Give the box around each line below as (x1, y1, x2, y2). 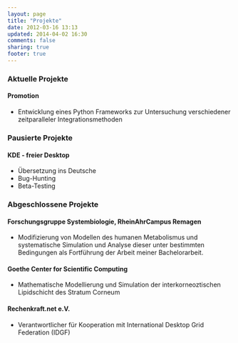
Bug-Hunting (17, 174, 56, 183)
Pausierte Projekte (7, 133, 73, 143)
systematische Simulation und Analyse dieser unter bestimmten (17, 241, 205, 249)
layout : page (7, 10, 46, 18)
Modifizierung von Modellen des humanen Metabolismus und (17, 233, 198, 242)
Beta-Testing (17, 182, 56, 190)
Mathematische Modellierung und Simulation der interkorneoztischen (17, 280, 221, 289)
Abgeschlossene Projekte (7, 199, 99, 209)
